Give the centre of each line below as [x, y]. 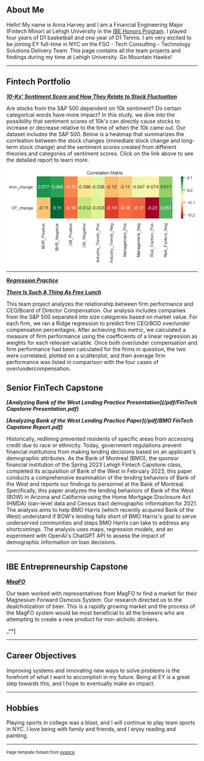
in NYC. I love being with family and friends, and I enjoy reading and [91, 729]
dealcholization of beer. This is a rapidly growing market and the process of [101, 606]
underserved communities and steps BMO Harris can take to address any [98, 523]
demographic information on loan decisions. [61, 542]
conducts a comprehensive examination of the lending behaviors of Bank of [101, 477]
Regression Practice [32, 281]
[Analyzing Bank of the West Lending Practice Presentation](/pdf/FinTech [102, 402]
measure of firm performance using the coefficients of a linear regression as [102, 336]
